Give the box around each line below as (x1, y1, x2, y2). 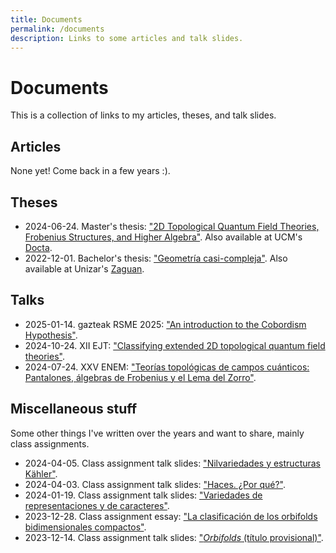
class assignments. (10, 437, 90, 450)
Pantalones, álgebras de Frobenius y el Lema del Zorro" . (24, 371, 257, 383)
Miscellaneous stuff (10, 401, 138, 418)
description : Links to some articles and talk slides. (10, 33, 244, 43)
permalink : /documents (10, 24, 105, 34)
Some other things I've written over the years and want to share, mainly (10, 427, 305, 439)
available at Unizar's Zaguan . (24, 262, 145, 275)
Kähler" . (24, 467, 58, 480)
